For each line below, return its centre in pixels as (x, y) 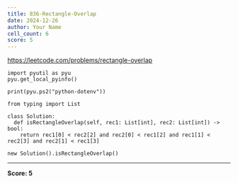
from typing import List (44, 104)
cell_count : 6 (28, 34)
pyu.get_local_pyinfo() (42, 79)
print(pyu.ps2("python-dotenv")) (57, 92)
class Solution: (31, 117)
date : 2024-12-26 (33, 20)
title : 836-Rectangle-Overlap (52, 14)
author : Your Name (34, 27)
